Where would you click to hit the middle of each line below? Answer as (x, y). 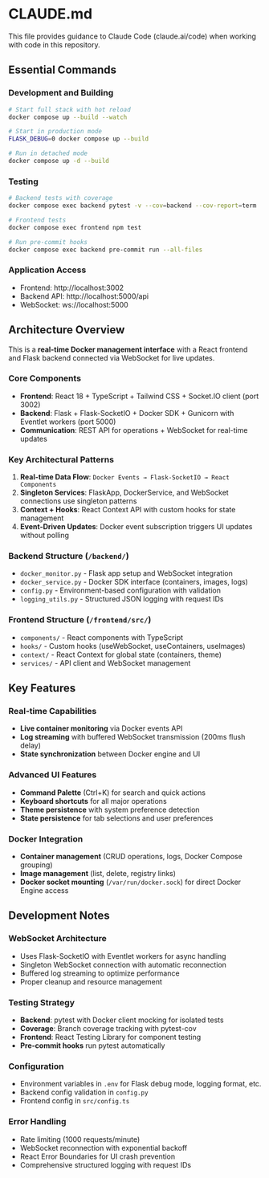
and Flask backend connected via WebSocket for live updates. (112, 357)
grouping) (37, 865)
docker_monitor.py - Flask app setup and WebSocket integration (126, 573)
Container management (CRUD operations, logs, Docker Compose (131, 856)
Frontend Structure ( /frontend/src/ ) (80, 620)
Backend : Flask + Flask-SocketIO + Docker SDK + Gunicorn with (127, 413)
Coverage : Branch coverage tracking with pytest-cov (108, 1028)
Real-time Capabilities (53, 711)
